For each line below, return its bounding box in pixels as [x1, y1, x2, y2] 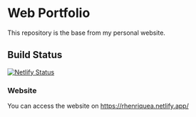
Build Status [7, 49, 63, 61]
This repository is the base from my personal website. [7, 28, 166, 37]
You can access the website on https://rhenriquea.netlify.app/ [7, 101, 189, 111]
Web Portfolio [7, 5, 91, 21]
